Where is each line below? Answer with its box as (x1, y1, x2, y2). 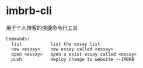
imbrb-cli (6, 4, 53, 18)
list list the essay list (11, 41, 100, 47)
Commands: (6, 36, 30, 42)
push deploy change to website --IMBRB (11, 56, 134, 62)
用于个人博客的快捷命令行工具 (6, 24, 78, 31)
